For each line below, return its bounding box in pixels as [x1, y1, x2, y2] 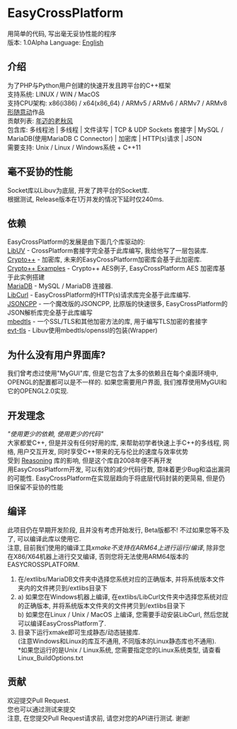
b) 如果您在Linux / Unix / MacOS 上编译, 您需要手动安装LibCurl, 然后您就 [17, 610, 229, 618]
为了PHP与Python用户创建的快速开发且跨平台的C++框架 [7, 81, 171, 89]
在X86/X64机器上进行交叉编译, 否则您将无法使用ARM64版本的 [7, 552, 189, 560]
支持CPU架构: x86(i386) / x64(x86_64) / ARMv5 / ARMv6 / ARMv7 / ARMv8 [7, 98, 228, 107]
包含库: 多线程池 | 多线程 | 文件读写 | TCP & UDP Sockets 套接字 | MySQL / [7, 125, 224, 134]
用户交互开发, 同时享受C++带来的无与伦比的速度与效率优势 [16, 448, 189, 456]
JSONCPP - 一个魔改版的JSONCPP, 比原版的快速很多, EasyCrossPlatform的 [7, 300, 228, 308]
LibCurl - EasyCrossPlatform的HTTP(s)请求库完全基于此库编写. [7, 290, 191, 299]
